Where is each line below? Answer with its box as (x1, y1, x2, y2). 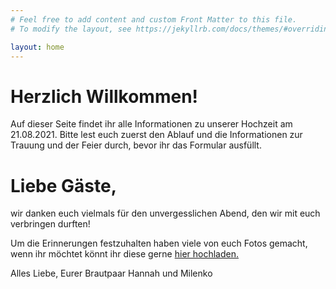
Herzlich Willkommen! (10, 85, 199, 108)
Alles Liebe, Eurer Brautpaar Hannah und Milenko (10, 267, 213, 280)
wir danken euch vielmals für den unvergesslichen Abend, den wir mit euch (10, 207, 321, 220)
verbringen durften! (10, 218, 91, 230)
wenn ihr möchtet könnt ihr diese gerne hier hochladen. (10, 248, 239, 260)
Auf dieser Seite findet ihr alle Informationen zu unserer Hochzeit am (10, 118, 293, 130)
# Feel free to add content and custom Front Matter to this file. (10, 14, 298, 25)
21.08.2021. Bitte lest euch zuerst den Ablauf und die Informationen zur (10, 129, 303, 141)
